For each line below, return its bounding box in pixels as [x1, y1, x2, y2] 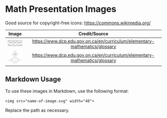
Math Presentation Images [5, 3, 117, 15]
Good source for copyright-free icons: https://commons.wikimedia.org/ [5, 20, 151, 26]
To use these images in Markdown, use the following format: [5, 88, 129, 94]
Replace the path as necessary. [5, 108, 70, 113]
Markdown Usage [5, 75, 61, 83]
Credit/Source [78, 31, 108, 37]
